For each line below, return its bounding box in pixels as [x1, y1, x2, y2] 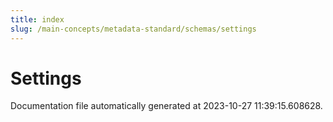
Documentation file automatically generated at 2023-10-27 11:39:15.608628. [10, 100, 323, 112]
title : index [10, 14, 65, 25]
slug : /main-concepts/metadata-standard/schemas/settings [10, 24, 257, 34]
